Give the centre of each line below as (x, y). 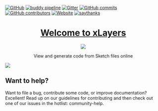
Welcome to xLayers (83, 33)
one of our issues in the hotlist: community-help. (54, 103)
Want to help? (27, 81)
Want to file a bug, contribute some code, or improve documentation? (76, 93)
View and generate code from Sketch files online (83, 56)
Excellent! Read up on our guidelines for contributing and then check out (79, 98)
